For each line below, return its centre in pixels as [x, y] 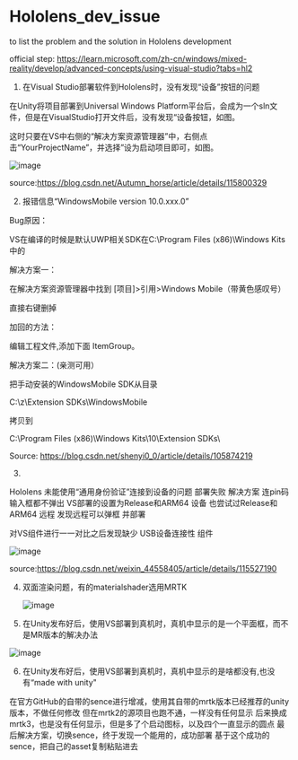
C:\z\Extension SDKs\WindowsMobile [79, 402]
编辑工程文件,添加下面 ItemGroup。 [74, 345]
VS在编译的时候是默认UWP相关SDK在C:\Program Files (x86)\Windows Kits [147, 239]
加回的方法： [33, 327]
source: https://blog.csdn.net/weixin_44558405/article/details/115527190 [143, 568]
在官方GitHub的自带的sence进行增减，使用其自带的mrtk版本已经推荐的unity [149, 701]
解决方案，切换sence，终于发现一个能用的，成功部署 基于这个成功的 [143, 735]
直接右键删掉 [33, 308]
